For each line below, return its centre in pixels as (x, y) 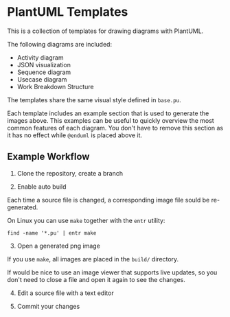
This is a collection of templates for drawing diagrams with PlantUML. (105, 31)
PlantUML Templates (68, 12)
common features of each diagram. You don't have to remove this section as (115, 128)
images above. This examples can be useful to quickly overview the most (111, 120)
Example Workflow (48, 157)
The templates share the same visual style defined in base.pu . (94, 99)
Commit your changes (48, 306)
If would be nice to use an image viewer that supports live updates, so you (112, 272)
